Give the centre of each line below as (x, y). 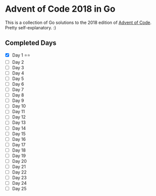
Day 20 (19, 161)
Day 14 (19, 128)
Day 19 (19, 156)
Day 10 (19, 106)
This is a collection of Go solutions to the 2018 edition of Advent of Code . (78, 22)
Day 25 (19, 189)
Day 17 (19, 144)
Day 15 (19, 134)
